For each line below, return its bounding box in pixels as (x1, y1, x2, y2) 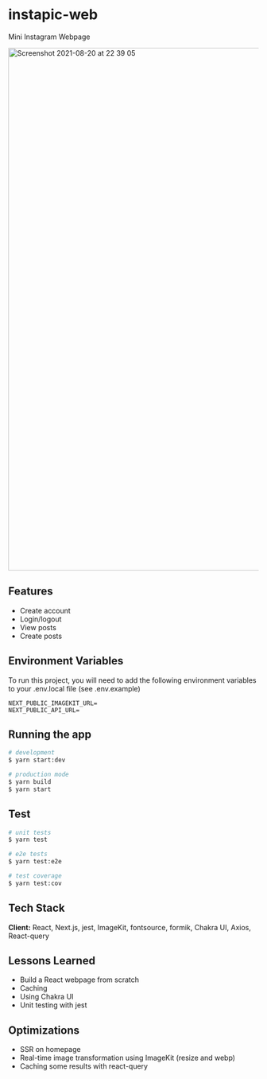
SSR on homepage (19, 1045, 81, 1054)
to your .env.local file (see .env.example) (8, 684, 141, 693)
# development (8, 749, 56, 757)
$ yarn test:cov (8, 879, 62, 887)
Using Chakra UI (19, 992, 74, 1002)
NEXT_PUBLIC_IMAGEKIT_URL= (8, 699, 98, 707)
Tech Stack (8, 902, 65, 915)
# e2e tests (8, 850, 48, 859)
